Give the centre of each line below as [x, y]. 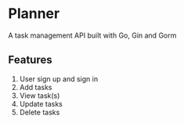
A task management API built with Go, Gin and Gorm [92, 35]
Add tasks [36, 87]
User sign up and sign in [59, 78]
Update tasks [41, 103]
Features [30, 60]
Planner [34, 14]
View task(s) [40, 96]
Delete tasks [40, 112]
